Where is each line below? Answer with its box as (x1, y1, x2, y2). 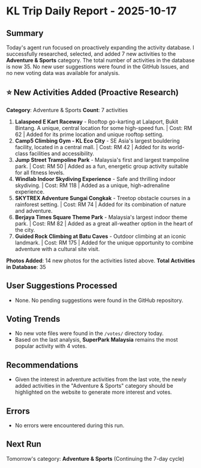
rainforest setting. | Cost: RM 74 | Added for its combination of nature (14, 201, 187, 208)
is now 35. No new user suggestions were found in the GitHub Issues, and (6, 63, 189, 70)
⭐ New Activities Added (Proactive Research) (6, 87, 179, 98)
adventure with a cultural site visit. (14, 245, 100, 252)
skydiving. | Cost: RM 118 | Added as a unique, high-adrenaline (14, 182, 170, 189)
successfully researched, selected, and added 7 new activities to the (6, 50, 176, 58)
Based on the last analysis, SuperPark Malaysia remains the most (14, 336, 178, 343)
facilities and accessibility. (29, 150, 94, 157)
